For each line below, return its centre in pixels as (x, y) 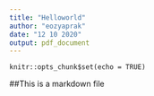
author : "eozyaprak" (48, 26)
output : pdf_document (50, 43)
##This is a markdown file (57, 84)
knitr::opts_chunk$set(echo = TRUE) (77, 67)
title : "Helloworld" (48, 17)
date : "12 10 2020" (46, 34)
